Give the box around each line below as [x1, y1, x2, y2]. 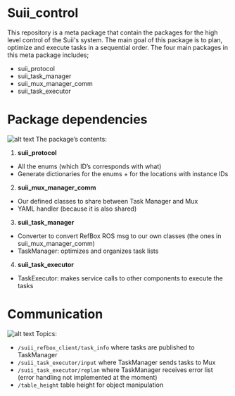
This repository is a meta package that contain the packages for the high [7, 28, 218, 37]
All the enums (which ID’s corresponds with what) [17, 162, 162, 171]
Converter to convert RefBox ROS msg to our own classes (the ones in [17, 231, 222, 240]
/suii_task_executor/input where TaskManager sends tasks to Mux [17, 358, 216, 366]
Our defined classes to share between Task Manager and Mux [17, 197, 198, 205]
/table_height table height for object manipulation [17, 380, 164, 389]
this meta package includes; [7, 51, 89, 59]
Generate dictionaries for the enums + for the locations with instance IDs [17, 169, 229, 178]
